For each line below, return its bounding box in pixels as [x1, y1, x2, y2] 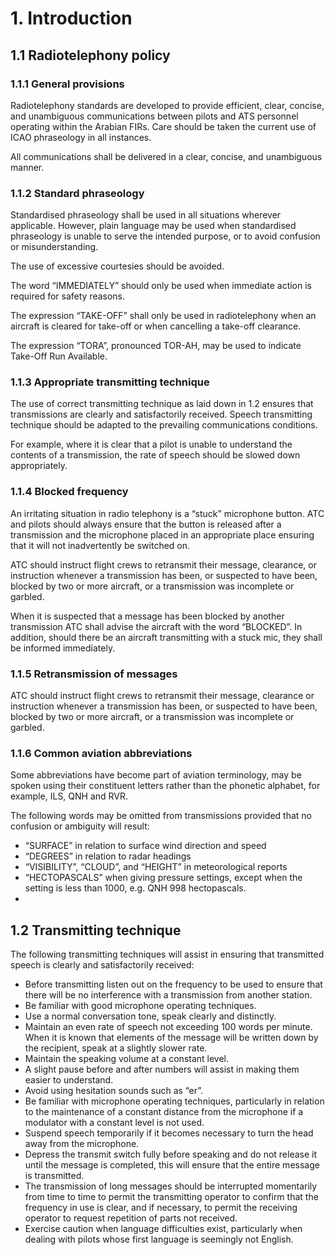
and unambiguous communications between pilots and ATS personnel [10, 110, 299, 122]
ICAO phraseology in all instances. [10, 131, 152, 143]
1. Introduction [10, 7, 133, 30]
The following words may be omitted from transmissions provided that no [10, 810, 312, 822]
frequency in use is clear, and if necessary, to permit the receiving [24, 1202, 298, 1214]
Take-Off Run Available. [10, 350, 108, 362]
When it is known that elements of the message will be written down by [24, 1032, 319, 1044]
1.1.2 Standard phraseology [10, 186, 145, 200]
